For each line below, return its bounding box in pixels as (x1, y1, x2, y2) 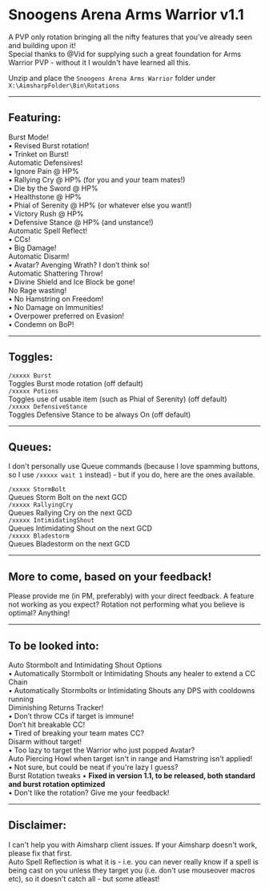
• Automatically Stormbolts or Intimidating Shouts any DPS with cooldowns (8, 686, 255, 695)
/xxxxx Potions (8, 387, 59, 395)
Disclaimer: (8, 819, 66, 833)
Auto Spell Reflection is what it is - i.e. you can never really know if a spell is (8, 857, 259, 866)
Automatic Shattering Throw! (8, 268, 103, 278)
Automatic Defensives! (8, 158, 83, 167)
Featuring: (8, 111, 62, 125)
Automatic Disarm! (8, 251, 70, 261)
